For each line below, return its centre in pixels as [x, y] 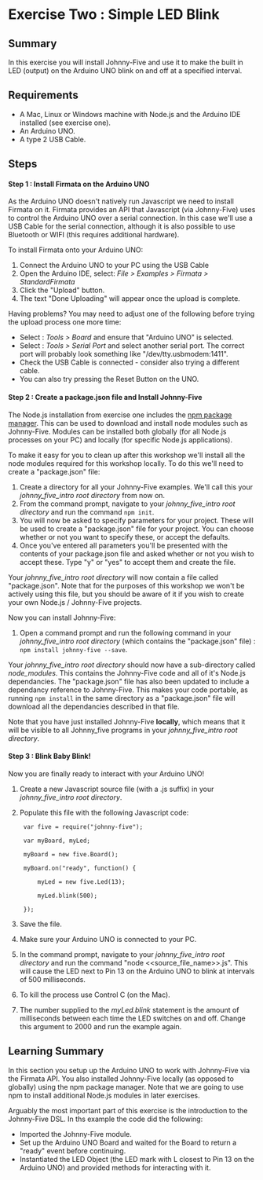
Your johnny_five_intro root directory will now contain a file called [113, 577]
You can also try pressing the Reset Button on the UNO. [109, 379]
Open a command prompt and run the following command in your [125, 632]
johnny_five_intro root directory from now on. [92, 495]
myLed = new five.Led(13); [81, 881]
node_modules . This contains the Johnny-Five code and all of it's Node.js [127, 672]
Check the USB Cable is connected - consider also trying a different [129, 362]
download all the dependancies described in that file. [94, 706]
